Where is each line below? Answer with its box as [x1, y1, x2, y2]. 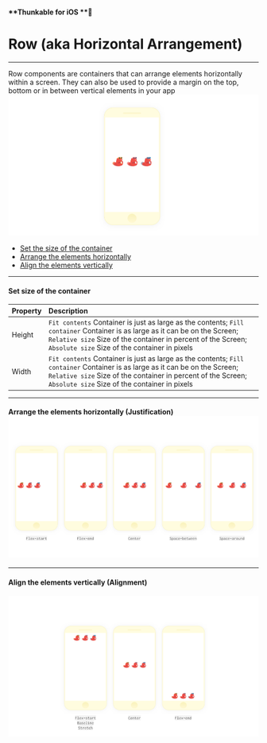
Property [11, 305, 42, 315]
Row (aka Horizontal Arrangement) [8, 35, 243, 53]
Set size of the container [8, 286, 91, 295]
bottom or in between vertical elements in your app [8, 85, 176, 95]
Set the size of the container [19, 243, 113, 253]
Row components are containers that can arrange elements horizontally [8, 68, 242, 78]
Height [11, 330, 34, 340]
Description [48, 305, 89, 315]
